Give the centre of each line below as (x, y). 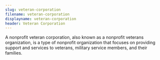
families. (14, 53)
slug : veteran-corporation (33, 10)
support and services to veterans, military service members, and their (76, 48)
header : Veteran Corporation (35, 23)
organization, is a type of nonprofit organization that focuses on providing (80, 43)
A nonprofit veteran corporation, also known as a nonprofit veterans (74, 37)
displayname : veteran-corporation (41, 19)
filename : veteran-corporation (37, 14)
